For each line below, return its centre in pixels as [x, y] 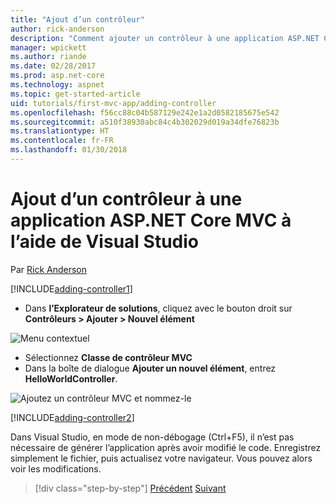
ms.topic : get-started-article [75, 94]
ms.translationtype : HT [60, 131]
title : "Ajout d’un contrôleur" [77, 19]
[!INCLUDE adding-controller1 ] [71, 288]
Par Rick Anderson [49, 269]
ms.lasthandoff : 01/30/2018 [69, 150]
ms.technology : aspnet [57, 85]
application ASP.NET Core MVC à [151, 220]
